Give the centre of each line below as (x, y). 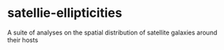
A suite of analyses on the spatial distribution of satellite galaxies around (112, 32)
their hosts (23, 39)
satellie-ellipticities (65, 13)
